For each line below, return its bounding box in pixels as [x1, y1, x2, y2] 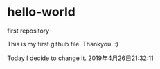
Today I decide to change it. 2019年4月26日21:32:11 [7, 54, 154, 62]
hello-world [7, 4, 76, 20]
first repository [7, 27, 50, 35]
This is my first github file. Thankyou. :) [7, 40, 119, 48]
